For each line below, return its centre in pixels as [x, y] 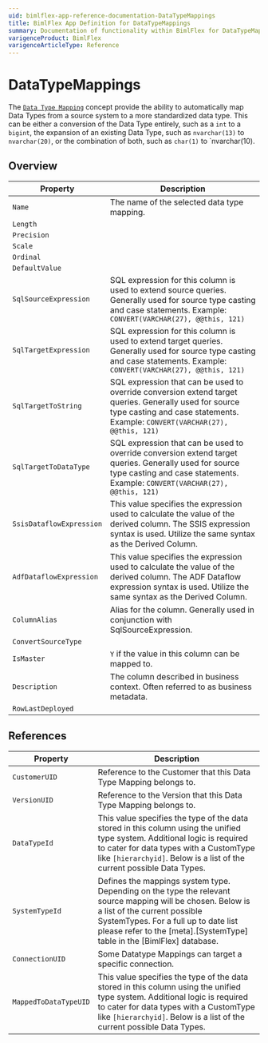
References [37, 736]
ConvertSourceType [47, 641]
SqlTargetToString [47, 406]
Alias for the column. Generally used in [183, 610]
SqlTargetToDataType [51, 467]
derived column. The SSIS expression [180, 523]
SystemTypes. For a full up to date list [167, 921]
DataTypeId [33, 843]
